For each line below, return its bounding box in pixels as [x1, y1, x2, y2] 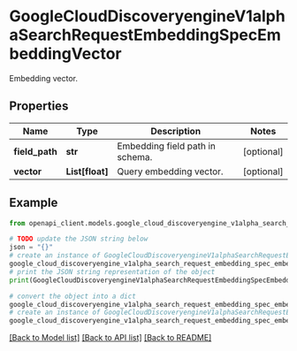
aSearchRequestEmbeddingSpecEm [9, 25, 281, 45]
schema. [117, 150, 153, 163]
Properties [9, 99, 69, 114]
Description [149, 125, 202, 137]
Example [9, 195, 58, 210]
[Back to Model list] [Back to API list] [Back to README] [9, 332, 212, 343]
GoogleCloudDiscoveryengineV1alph [9, 6, 286, 27]
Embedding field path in [117, 140, 217, 152]
